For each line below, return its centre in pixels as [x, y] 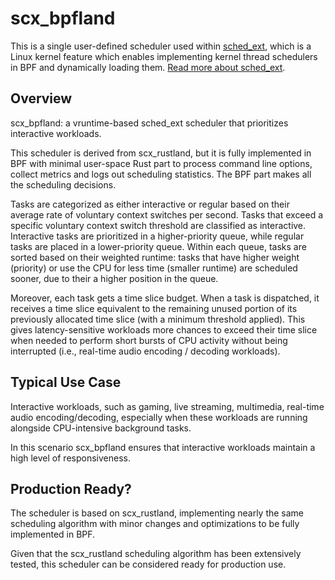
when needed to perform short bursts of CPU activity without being [149, 340]
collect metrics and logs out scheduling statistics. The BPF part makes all [161, 174]
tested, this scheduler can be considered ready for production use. [148, 564]
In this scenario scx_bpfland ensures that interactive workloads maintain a [163, 447]
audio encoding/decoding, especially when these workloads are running [159, 417]
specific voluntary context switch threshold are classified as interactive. [158, 225]
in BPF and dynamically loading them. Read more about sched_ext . [148, 67]
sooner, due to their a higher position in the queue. [114, 278]
